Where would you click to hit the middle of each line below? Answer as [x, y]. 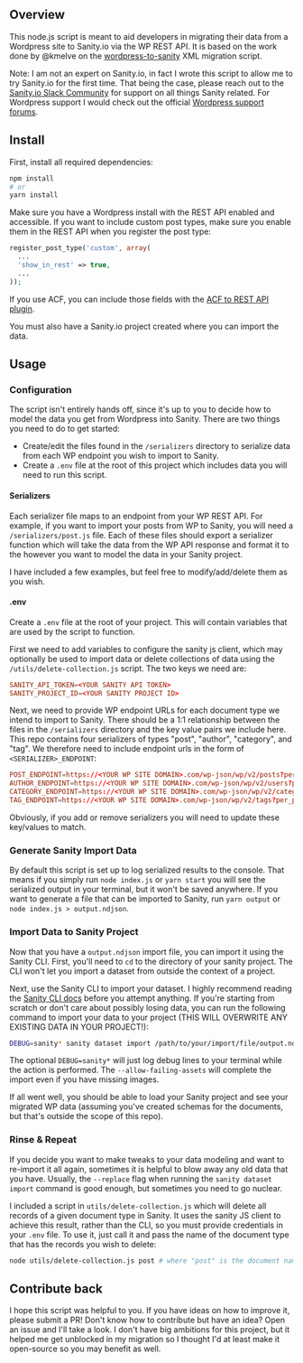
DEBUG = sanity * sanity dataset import [80, 1043]
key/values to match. [48, 826]
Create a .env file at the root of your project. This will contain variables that [148, 621]
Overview [37, 15]
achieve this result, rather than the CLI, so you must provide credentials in [147, 1225]
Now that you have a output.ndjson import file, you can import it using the [147, 951]
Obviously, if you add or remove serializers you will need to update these [144, 817]
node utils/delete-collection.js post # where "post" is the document [145, 1260]
